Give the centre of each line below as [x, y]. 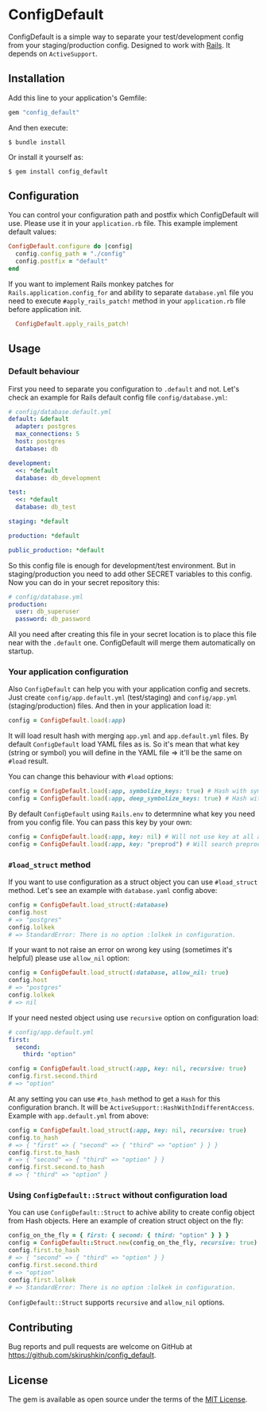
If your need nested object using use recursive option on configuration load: [133, 1017]
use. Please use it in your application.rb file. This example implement [123, 224]
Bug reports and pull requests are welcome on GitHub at [101, 1347]
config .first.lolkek [43, 1280]
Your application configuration [68, 672]
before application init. [45, 309]
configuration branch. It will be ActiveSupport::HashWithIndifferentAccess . [132, 1107]
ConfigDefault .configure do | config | [71, 247]
